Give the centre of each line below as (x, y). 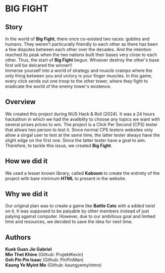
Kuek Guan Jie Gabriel (28, 249)
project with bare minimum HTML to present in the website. (66, 178)
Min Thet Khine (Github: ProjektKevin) (44, 255)
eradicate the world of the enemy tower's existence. (58, 86)
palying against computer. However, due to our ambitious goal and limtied (80, 216)
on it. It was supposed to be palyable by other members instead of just (77, 211)
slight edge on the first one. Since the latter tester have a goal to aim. (76, 140)
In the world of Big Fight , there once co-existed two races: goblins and (78, 39)
